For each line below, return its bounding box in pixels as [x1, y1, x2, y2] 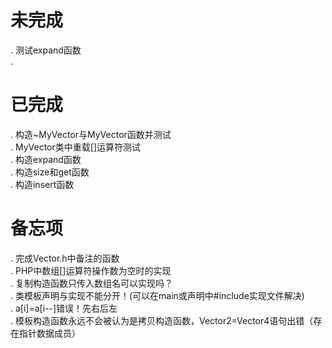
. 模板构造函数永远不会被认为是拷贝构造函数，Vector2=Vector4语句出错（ [10, 314, 314, 326]
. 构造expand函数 [10, 153, 82, 165]
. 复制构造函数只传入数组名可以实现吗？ [10, 277, 173, 289]
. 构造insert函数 [10, 178, 75, 190]
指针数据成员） [18, 327, 81, 339]
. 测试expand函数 [10, 44, 82, 56]
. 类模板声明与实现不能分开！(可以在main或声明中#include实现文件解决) [10, 289, 305, 301]
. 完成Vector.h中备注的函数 [10, 252, 120, 264]
